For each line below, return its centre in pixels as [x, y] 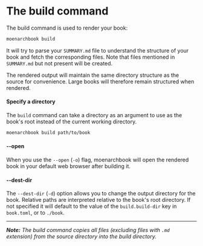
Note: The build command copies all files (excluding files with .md [88, 230]
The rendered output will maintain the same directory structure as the [93, 75]
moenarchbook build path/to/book [48, 133]
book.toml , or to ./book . [35, 213]
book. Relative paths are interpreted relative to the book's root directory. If [98, 200]
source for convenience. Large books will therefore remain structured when [100, 81]
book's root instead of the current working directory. [72, 121]
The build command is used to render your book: [67, 28]
